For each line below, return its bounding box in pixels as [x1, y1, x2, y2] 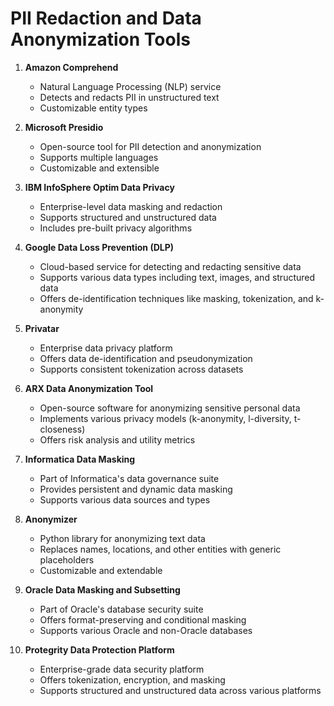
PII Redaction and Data [10, 7, 202, 30]
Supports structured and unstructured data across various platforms [39, 684, 322, 696]
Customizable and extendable [39, 564, 163, 576]
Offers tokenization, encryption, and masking [39, 673, 226, 686]
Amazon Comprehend [24, 61, 119, 73]
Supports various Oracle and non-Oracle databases [39, 624, 253, 636]
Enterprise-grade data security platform [39, 663, 205, 675]
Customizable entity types [39, 102, 148, 114]
